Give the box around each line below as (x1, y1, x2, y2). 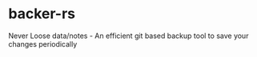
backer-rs (8, 5, 76, 23)
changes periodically (8, 39, 78, 48)
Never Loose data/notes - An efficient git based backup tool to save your (8, 31, 249, 40)
